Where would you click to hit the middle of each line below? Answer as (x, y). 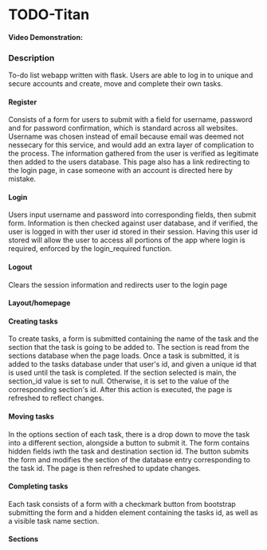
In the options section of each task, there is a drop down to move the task (129, 434)
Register (23, 102)
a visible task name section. (54, 521)
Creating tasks (33, 321)
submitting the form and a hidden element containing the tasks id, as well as (133, 513)
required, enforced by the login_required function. (90, 249)
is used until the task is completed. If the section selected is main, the (122, 373)
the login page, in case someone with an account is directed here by (121, 171)
